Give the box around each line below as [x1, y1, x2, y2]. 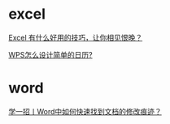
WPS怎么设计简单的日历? [8, 49, 93, 59]
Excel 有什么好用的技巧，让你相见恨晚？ [8, 32, 143, 42]
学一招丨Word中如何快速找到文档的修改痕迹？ [8, 106, 163, 116]
